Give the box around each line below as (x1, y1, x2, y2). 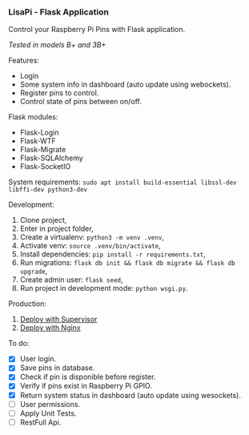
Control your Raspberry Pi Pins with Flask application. (8, 25, 186, 34)
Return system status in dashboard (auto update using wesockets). (19, 390, 242, 400)
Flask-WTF (19, 136, 56, 146)
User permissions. (19, 399, 81, 409)
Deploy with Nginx (19, 323, 82, 332)
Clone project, (19, 215, 67, 225)
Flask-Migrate (19, 145, 66, 155)
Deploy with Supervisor (19, 315, 98, 324)
